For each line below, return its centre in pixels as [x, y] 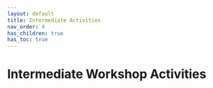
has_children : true [35, 33]
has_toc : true [28, 40]
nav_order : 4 [26, 27]
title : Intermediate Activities [54, 20]
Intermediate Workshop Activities [107, 74]
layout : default [31, 14]
